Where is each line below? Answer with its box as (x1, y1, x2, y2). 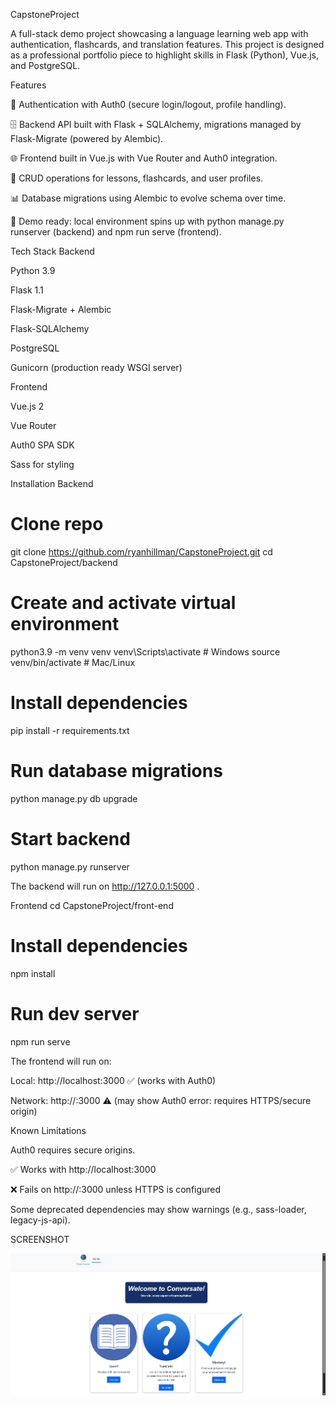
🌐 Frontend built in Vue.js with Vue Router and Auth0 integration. (10, 152, 278, 164)
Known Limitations (10, 1124, 87, 1136)
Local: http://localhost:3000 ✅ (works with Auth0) (10, 1074, 217, 1086)
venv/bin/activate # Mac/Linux (10, 656, 136, 668)
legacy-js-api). (10, 1214, 71, 1226)
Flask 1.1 (10, 284, 44, 296)
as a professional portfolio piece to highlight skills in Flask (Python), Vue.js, (10, 49, 319, 61)
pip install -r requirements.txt (10, 724, 130, 736)
